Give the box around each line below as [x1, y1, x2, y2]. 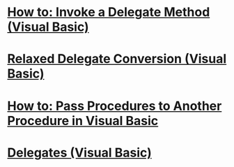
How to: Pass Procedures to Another [7, 98, 222, 114]
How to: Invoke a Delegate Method [7, 4, 210, 20]
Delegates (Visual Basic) [7, 145, 152, 161]
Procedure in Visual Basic [7, 112, 159, 129]
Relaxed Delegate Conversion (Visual [7, 51, 227, 67]
